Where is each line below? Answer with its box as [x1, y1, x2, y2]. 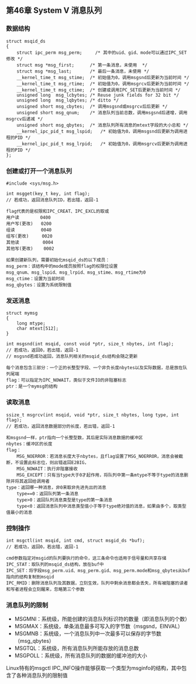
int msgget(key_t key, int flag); [6, 190, 91, 196]
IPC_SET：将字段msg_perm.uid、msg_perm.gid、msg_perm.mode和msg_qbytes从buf [6, 567, 191, 573]
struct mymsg [6, 310, 38, 317]
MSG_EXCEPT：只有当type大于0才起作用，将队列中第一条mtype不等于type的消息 [16, 472, 184, 478]
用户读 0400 [6, 215, 51, 220]
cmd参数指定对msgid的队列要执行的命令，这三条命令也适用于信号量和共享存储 [6, 555, 167, 561]
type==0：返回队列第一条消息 [16, 491, 79, 496]
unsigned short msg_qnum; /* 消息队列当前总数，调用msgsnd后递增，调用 [16, 110, 188, 115]
